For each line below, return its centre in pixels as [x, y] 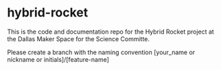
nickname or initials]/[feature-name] [58, 59]
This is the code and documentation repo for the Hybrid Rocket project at [110, 32]
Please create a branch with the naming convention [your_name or [101, 52]
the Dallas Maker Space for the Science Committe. [78, 38]
